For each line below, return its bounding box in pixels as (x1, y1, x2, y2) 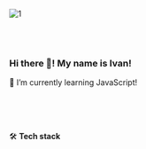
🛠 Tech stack (9, 131, 61, 142)
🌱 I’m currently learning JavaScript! (9, 77, 138, 88)
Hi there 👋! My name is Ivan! (9, 57, 132, 69)
